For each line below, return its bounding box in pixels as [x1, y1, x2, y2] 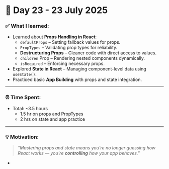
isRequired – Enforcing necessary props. [20, 60, 105, 67]
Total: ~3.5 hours [12, 105, 48, 111]
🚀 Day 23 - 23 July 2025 [5, 5, 108, 16]
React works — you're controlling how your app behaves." [17, 150, 140, 156]
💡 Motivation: [5, 133, 39, 140]
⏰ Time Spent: [5, 94, 41, 101]
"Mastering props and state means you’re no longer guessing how [17, 145, 156, 151]
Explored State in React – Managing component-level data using [12, 66, 147, 72]
